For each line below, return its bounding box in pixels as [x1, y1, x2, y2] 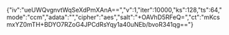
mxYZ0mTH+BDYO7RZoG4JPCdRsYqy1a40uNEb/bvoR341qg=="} [6, 21, 194, 28]
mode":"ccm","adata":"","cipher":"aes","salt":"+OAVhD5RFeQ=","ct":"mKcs [6, 13, 221, 21]
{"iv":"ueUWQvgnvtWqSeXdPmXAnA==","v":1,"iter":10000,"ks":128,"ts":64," [6, 6, 223, 14]
